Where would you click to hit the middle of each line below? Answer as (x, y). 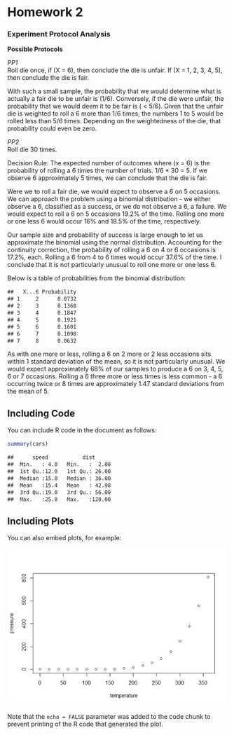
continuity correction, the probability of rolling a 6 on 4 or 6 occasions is (111, 250)
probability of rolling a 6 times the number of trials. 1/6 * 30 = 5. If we (108, 171)
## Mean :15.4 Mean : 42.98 (59, 486)
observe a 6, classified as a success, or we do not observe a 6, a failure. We (117, 207)
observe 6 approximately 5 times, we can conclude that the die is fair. (108, 178)
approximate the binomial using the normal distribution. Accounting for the (115, 242)
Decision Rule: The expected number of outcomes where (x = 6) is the (109, 163)
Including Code (41, 413)
